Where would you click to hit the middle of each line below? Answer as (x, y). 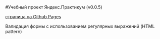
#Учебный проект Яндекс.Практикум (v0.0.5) (54, 7)
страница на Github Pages (33, 17)
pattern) (14, 31)
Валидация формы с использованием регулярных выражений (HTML (80, 26)
